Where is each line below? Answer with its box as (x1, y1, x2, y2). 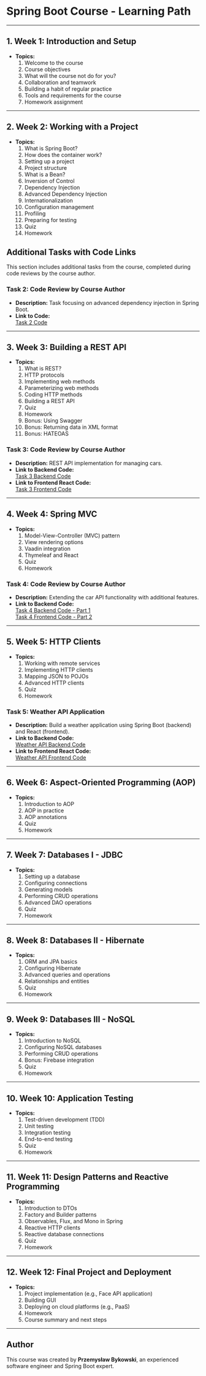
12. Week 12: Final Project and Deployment (6, 1267, 172, 1277)
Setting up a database (24, 872, 80, 880)
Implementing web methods (24, 378, 95, 385)
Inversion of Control (24, 177, 75, 185)
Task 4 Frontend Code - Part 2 (15, 613, 93, 620)
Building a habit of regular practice (24, 85, 112, 93)
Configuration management (24, 203, 94, 210)
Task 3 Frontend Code (15, 485, 72, 493)
